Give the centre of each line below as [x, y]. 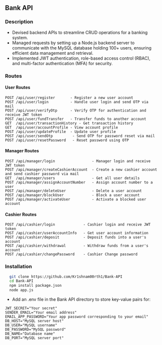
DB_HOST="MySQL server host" [34, 321]
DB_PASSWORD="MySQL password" [36, 329]
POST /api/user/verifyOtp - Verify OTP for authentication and [76, 110]
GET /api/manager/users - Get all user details [72, 178]
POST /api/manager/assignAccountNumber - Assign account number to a [79, 182]
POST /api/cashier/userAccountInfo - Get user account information [77, 233]
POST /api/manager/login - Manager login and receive [78, 161]
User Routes [18, 87]
